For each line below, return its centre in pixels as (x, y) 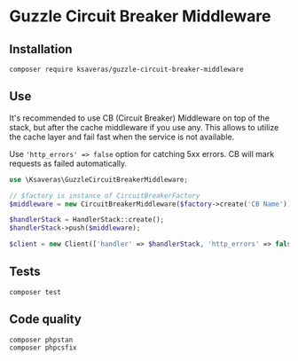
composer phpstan (41, 340)
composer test (35, 292)
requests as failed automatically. (68, 163)
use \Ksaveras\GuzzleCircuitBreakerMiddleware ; (99, 179)
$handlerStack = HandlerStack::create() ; (87, 220)
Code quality (45, 320)
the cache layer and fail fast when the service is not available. (122, 137)
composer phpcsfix (43, 348)
